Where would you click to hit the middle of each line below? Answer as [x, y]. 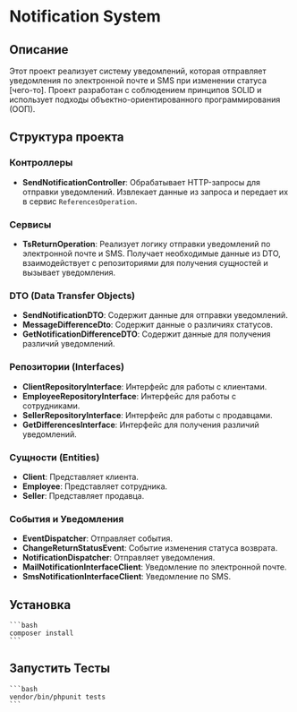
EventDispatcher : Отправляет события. [97, 538]
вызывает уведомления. [69, 272]
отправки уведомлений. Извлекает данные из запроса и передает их [155, 192]
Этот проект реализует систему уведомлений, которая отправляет [138, 71]
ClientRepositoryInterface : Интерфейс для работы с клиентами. [144, 386]
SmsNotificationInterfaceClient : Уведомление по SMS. [126, 577]
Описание [39, 50]
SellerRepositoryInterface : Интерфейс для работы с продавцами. [147, 415]
